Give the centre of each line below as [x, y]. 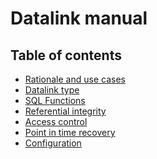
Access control [56, 121]
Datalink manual [79, 18]
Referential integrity [65, 111]
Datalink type [52, 90]
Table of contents [66, 55]
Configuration [53, 143]
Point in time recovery [70, 132]
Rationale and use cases [75, 79]
